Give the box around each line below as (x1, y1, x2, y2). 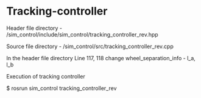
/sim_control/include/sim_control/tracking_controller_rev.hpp (6, 30, 158, 38)
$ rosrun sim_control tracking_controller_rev (6, 84, 117, 92)
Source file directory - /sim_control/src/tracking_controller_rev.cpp (6, 43, 174, 50)
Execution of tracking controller (6, 72, 85, 80)
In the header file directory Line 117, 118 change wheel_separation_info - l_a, (6, 54, 196, 61)
